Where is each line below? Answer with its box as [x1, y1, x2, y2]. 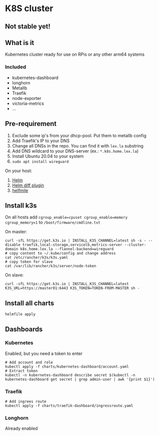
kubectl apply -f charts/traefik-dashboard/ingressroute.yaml [5, 404, 133, 408]
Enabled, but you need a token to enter [5, 350, 83, 356]
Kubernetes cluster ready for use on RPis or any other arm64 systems [5, 51, 144, 57]
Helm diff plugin [12, 182, 45, 188]
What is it [5, 38, 34, 47]
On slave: [5, 272, 24, 278]
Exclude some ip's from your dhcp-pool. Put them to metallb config [12, 132, 146, 138]
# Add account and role [5, 360, 53, 365]
